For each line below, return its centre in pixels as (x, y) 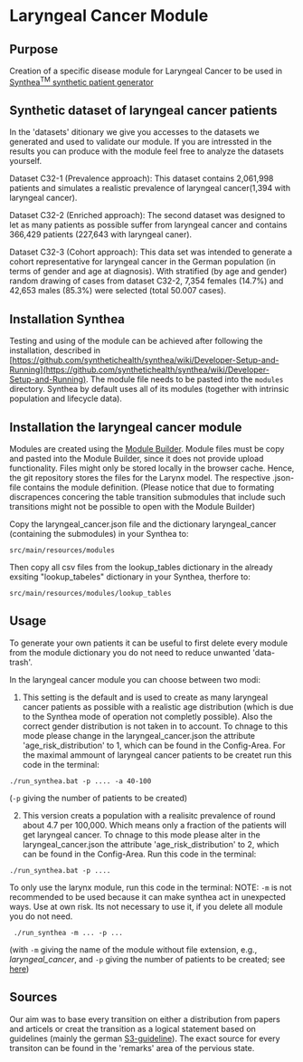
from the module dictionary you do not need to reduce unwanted (130, 652)
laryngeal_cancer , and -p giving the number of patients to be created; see (147, 959)
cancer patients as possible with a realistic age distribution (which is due (158, 706)
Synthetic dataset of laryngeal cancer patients (143, 111)
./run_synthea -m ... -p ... (68, 933)
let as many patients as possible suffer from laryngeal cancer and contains (148, 225)
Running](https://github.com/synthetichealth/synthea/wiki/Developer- (139, 370)
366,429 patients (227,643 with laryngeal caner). (101, 234)
